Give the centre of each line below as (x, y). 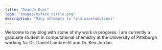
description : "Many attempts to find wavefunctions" (60, 18)
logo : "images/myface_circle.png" (40, 14)
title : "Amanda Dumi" (27, 9)
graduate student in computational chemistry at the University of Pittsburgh (81, 37)
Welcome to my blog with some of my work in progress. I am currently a (78, 33)
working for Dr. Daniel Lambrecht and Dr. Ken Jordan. (59, 43)
